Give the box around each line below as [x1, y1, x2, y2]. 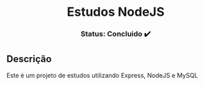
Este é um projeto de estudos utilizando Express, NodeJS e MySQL [6, 71, 198, 79]
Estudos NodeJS [66, 4, 165, 20]
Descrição [6, 53, 52, 65]
